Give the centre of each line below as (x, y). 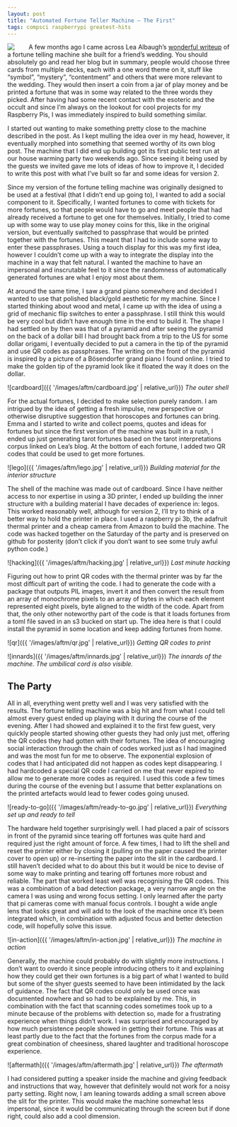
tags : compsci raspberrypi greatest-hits (69, 27)
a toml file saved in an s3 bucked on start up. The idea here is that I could (114, 622)
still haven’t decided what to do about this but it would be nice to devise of (116, 866)
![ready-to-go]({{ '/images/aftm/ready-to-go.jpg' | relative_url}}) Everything (117, 807)
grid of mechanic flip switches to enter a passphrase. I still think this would (116, 314)
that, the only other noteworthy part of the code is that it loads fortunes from (119, 614)
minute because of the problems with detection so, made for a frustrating (114, 1014)
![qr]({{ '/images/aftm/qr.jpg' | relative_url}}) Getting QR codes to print (109, 643)
